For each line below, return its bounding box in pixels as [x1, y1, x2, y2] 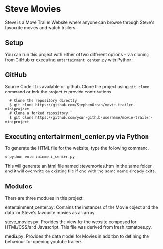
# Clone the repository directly [9, 98, 77, 103]
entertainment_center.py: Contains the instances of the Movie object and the [5, 204, 158, 210]
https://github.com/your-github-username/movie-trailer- [35, 115, 153, 120]
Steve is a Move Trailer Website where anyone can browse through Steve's [5, 19, 155, 25]
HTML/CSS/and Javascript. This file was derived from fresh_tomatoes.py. [5, 224, 152, 230]
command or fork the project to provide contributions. [5, 89, 113, 94]
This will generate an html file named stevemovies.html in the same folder [5, 163, 152, 169]
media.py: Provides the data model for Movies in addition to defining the [5, 233, 149, 239]
